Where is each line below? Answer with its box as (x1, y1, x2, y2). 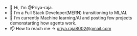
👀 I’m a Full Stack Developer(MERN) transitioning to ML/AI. (9, 10, 128, 16)
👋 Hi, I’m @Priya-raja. (9, 5, 53, 10)
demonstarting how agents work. (9, 20, 77, 26)
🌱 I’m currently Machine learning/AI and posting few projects (9, 15, 132, 20)
